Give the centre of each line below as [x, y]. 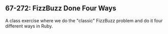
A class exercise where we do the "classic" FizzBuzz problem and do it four [84, 20]
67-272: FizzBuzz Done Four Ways [61, 8]
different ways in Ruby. [29, 26]
